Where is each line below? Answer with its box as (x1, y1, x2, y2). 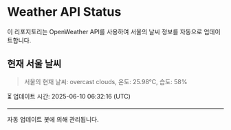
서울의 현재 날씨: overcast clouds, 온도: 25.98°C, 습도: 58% (23, 77, 188, 86)
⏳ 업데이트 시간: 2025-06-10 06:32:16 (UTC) (7, 92, 131, 100)
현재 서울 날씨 (7, 58, 62, 70)
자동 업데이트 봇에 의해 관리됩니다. (7, 115, 99, 123)
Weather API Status (7, 4, 122, 20)
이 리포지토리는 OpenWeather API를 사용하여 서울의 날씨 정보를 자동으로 (7, 27, 203, 36)
